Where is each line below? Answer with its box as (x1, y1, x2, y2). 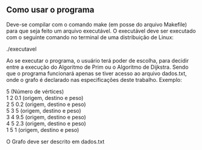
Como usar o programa (6, 5, 95, 15)
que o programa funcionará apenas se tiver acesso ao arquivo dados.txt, (6, 69, 187, 77)
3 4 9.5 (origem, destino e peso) (6, 113, 86, 120)
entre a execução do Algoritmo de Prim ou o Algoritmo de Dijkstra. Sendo (6, 63, 189, 70)
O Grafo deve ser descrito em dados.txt (6, 138, 105, 145)
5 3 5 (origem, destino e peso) (6, 107, 81, 114)
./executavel (6, 45, 37, 52)
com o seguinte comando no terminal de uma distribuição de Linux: (6, 33, 174, 41)
